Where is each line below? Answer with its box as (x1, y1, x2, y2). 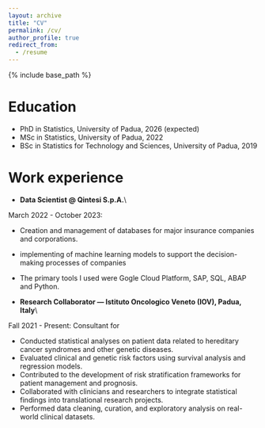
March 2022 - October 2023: (8, 210, 103, 220)
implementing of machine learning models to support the (19, 249, 206, 258)
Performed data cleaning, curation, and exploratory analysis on (19, 403, 225, 413)
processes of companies (45, 258, 127, 267)
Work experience (8, 169, 124, 187)
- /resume (15, 48, 47, 56)
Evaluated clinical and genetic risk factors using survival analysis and (19, 353, 246, 362)
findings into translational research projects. (19, 395, 164, 404)
